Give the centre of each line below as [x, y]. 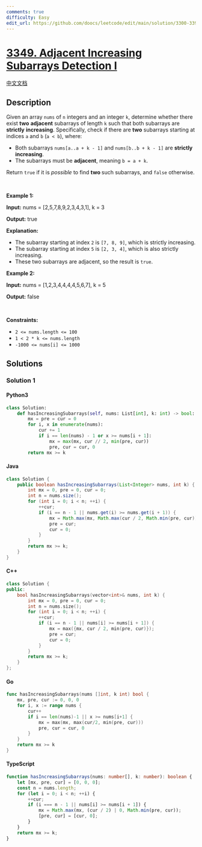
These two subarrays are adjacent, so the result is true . [84, 262]
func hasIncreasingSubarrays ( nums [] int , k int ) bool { [78, 694]
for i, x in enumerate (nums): [66, 425]
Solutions [25, 363]
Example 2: [20, 273]
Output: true [22, 219]
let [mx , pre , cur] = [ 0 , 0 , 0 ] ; [59, 782]
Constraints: [22, 320]
